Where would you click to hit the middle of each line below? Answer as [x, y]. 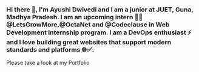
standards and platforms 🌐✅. [50, 49]
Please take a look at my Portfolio [48, 63]
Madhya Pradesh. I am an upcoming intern [70, 17]
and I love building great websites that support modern [89, 42]
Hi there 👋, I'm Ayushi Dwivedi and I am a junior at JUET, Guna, [100, 10]
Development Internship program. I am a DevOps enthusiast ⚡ [99, 32]
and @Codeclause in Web [131, 25]
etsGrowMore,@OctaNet [49, 25]
